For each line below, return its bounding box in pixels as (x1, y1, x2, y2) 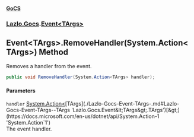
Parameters (6, 87, 36, 94)
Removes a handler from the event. (6, 63, 92, 70)
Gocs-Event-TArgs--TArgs (6, 107, 70, 114)
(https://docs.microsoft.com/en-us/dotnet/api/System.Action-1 (6, 113, 160, 120)
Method (39, 47, 69, 57)
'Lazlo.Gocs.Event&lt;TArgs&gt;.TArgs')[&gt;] (71, 107, 180, 114)
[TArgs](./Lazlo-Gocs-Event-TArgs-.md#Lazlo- (65, 100, 180, 107)
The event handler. (6, 125, 52, 133)
